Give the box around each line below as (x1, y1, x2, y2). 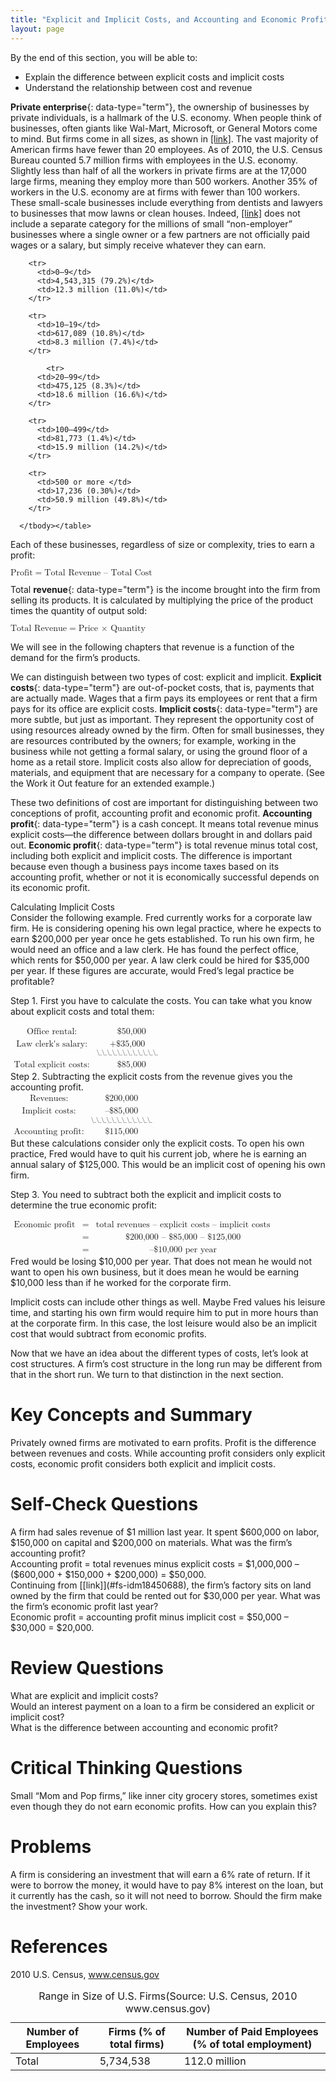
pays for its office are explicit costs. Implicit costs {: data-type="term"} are (10, 702, 318, 715)
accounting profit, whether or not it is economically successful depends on (10, 871, 320, 883)
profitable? (10, 975, 55, 987)
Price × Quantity (78, 623, 146, 633)
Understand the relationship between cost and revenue (24, 81, 253, 93)
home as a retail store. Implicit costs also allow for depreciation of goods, (10, 756, 312, 768)
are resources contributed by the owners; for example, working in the (10, 734, 297, 746)
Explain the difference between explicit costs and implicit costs (24, 71, 285, 83)
